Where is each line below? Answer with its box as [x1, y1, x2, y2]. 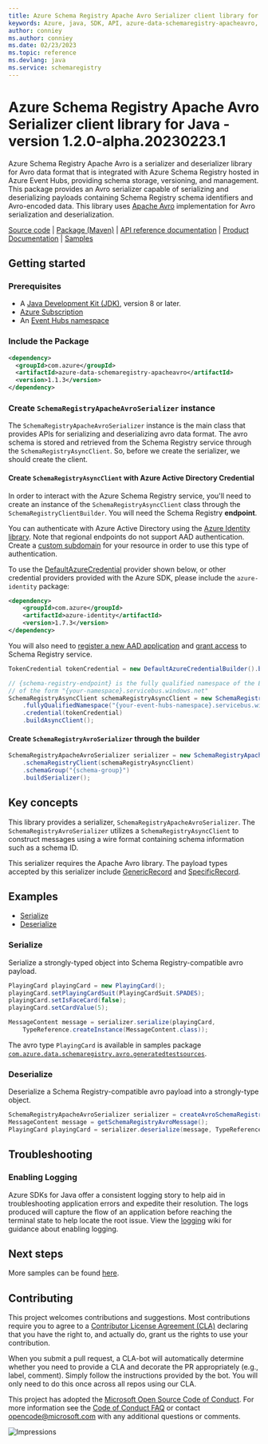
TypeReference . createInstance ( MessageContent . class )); [22, 1026, 209, 1034]
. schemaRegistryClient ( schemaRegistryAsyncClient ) [22, 759, 195, 768]
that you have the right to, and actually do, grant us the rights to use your [8, 1330, 249, 1339]
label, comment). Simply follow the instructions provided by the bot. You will [8, 1370, 258, 1380]
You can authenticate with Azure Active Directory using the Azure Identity [8, 523, 250, 533]
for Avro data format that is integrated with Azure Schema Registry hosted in [8, 167, 259, 177]
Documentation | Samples [8, 233, 93, 243]
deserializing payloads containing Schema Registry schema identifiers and [8, 193, 254, 202]
